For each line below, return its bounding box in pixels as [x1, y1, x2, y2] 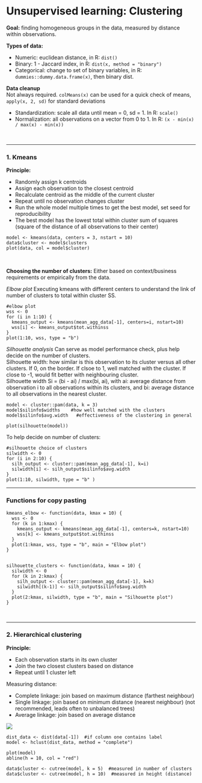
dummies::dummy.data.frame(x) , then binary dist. [14, 73, 134, 80]
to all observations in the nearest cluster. [6, 390, 107, 398]
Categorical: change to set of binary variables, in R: [14, 66, 142, 73]
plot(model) [6, 750, 36, 756]
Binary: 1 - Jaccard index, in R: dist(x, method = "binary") [14, 60, 162, 67]
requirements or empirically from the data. [6, 274, 111, 281]
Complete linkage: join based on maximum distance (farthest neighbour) [14, 692, 195, 699]
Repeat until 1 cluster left [14, 669, 76, 676]
